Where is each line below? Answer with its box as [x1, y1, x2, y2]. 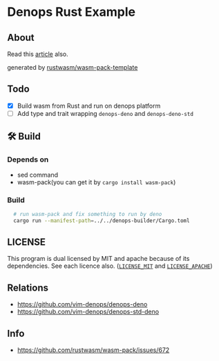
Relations [7, 282, 49, 293]
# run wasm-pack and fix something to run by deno [13, 211, 162, 217]
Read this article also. [7, 50, 68, 58]
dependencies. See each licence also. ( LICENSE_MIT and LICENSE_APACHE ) [7, 262, 213, 270]
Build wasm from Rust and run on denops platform [17, 101, 161, 110]
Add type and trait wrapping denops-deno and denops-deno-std [17, 109, 193, 117]
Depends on [7, 155, 49, 164]
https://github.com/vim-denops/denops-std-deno [17, 308, 160, 316]
